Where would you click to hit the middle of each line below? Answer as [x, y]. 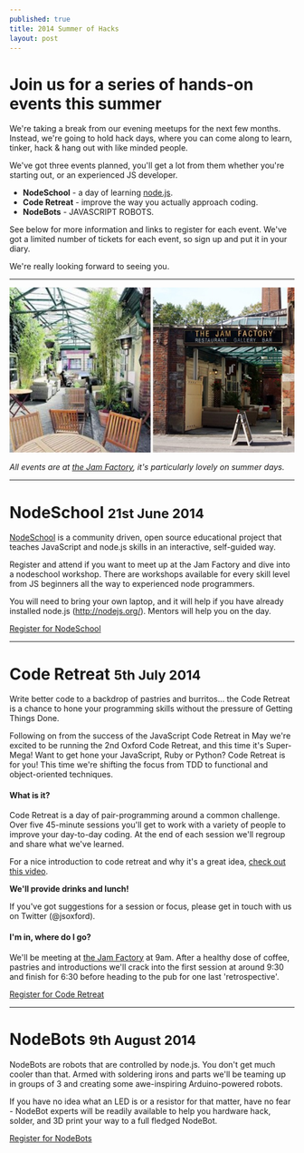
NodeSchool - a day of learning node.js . [98, 193]
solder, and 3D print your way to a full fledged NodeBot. [114, 1120]
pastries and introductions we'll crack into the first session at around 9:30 [147, 967]
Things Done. [34, 718]
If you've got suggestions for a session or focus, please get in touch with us [151, 906]
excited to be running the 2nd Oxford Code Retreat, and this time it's [137, 746]
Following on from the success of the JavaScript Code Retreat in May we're [150, 736]
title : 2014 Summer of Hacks [64, 29]
